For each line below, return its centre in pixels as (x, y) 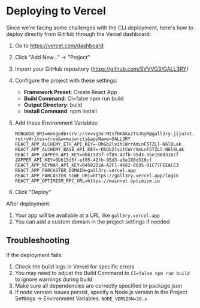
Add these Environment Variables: (57, 123)
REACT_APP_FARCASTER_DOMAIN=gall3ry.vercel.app (75, 170)
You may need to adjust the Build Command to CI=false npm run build (102, 273)
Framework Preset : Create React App (71, 92)
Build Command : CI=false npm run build (74, 98)
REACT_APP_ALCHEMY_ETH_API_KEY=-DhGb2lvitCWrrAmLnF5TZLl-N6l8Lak (98, 144)
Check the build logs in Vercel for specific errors (75, 266)
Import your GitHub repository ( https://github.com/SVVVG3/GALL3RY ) (101, 69)
